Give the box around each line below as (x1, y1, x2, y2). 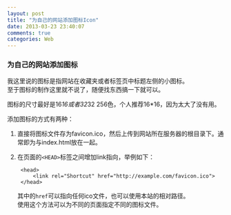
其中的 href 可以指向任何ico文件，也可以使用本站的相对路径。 (17, 191, 190, 200)
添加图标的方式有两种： (7, 115, 74, 123)
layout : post (7, 10, 45, 17)
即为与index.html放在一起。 (23, 138, 102, 147)
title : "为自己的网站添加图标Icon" (7, 17, 99, 24)
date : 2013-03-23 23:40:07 (7, 23, 85, 30)
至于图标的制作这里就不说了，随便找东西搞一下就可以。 (7, 86, 164, 94)
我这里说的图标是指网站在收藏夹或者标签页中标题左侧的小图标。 (7, 77, 188, 85)
